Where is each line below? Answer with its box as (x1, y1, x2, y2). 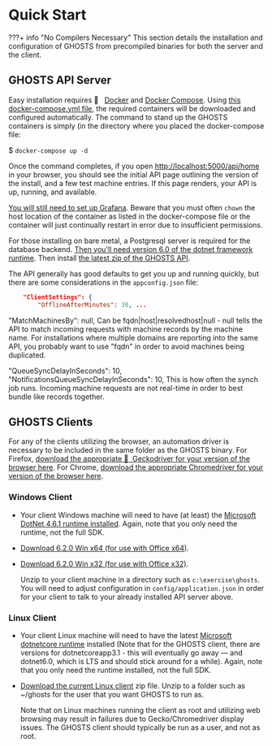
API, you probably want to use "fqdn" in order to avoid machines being (8, 341, 245, 351)
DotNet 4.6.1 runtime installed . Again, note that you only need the (19, 519, 238, 528)
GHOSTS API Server (8, 73, 112, 87)
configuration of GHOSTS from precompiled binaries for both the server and (8, 41, 264, 50)
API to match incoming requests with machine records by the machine (8, 324, 244, 334)
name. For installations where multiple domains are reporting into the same (8, 332, 258, 342)
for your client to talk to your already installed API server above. (19, 592, 234, 602)
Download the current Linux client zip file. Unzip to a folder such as (19, 680, 246, 690)
